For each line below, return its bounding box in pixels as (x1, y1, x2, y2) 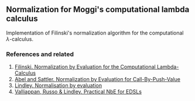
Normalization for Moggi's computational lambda (6, 5, 190, 15)
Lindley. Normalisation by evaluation (14, 82, 102, 89)
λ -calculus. (6, 35, 34, 43)
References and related (6, 50, 74, 58)
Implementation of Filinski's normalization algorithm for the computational (6, 29, 184, 36)
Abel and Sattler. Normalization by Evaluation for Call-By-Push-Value (14, 76, 180, 83)
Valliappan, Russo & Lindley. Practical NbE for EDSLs (14, 88, 142, 95)
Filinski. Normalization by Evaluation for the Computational (14, 64, 156, 71)
